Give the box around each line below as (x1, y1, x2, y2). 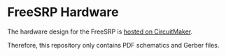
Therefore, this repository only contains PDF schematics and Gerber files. (7, 41, 220, 49)
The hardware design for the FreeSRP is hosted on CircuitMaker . (7, 27, 193, 36)
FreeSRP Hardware (7, 4, 119, 20)
